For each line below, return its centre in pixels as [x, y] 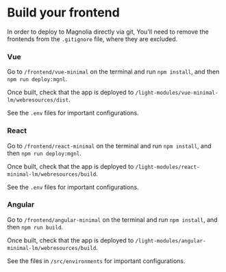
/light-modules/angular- [171, 241]
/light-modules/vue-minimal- [177, 93]
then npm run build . [35, 227]
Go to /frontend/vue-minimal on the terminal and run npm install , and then [113, 72]
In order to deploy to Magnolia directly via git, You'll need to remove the [108, 32]
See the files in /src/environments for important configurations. [96, 261]
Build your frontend [63, 13]
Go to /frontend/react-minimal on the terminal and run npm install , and [109, 146]
